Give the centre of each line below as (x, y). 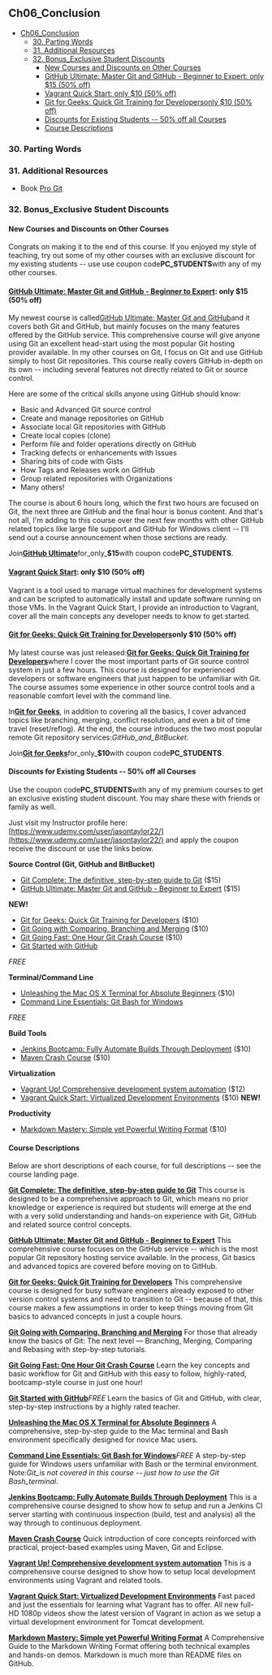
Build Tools (28, 1033)
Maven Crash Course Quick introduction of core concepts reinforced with (132, 1539)
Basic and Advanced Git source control (86, 410)
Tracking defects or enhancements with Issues (98, 453)
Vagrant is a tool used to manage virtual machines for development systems (135, 590)
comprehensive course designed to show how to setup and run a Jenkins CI (136, 1506)
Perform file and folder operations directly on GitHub (108, 444)
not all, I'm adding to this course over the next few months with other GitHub (136, 520)
